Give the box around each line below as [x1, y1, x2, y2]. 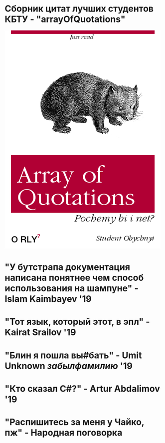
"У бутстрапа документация [4, 261, 131, 273]
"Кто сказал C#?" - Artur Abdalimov [4, 383, 160, 394]
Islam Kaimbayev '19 [4, 293, 92, 305]
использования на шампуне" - [4, 283, 139, 294]
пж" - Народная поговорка [4, 427, 123, 438]
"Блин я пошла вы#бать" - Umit [4, 350, 142, 361]
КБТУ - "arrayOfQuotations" [4, 13, 126, 25]
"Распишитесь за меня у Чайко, [4, 416, 145, 428]
